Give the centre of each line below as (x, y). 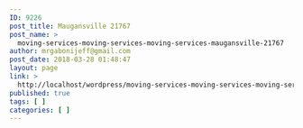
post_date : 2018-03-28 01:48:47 (70, 59)
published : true (40, 93)
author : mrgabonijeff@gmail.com (70, 51)
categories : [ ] (40, 110)
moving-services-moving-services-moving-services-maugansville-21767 (151, 43)
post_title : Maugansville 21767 (70, 26)
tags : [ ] (28, 101)
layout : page (34, 69)
